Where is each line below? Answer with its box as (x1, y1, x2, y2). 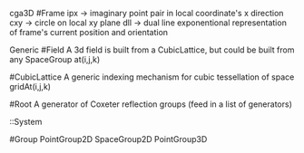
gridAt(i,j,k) (9, 81, 52, 91)
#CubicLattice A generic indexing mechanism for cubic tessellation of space (9, 72, 295, 82)
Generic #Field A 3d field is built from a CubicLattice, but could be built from (9, 44, 295, 55)
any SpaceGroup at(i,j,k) (9, 54, 101, 64)
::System (9, 117, 43, 127)
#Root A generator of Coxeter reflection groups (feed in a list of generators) (9, 99, 292, 110)
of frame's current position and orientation (9, 27, 169, 37)
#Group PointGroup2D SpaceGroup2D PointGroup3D (9, 134, 208, 144)
